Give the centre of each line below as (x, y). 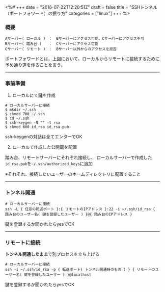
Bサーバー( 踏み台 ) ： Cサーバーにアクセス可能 (52, 44)
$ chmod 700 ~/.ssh (25, 114)
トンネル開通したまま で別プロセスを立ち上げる (52, 254)
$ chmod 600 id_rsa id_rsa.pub (37, 127)
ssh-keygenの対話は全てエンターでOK (44, 136)
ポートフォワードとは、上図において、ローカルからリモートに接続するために (82, 59)
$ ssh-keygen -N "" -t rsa (33, 122)
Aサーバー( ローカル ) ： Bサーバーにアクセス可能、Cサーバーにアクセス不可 (75, 39)
